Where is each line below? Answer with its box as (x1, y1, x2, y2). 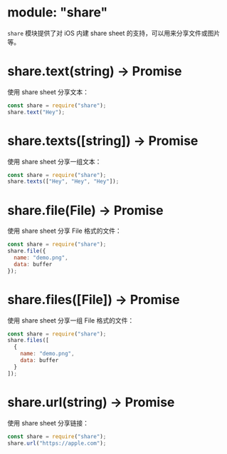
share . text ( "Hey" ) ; (7, 109, 65, 116)
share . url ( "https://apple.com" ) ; (7, 440, 107, 447)
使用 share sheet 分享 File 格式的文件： (7, 226, 122, 236)
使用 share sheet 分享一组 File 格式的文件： (7, 316, 134, 325)
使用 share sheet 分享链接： (7, 418, 90, 427)
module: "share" (7, 4, 108, 21)
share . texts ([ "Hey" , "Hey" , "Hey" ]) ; (7, 178, 120, 186)
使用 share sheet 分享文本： (7, 87, 90, 96)
